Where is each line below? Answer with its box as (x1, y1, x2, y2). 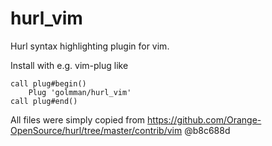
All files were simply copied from (10, 113, 146, 126)
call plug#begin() (10, 78, 87, 89)
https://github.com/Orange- (147, 113, 262, 126)
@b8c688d (184, 124, 231, 136)
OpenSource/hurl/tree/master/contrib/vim (10, 124, 183, 136)
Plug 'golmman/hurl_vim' (28, 87, 132, 97)
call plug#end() (10, 96, 78, 106)
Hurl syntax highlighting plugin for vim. (10, 40, 170, 52)
